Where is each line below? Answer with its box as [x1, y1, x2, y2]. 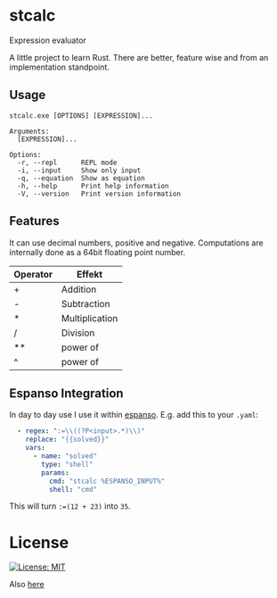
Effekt [77, 268, 103, 280]
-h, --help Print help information [17, 181, 169, 190]
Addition [61, 283, 97, 295]
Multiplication [61, 311, 118, 324]
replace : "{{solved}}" [25, 435, 110, 444]
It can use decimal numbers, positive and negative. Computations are [9, 237, 265, 248]
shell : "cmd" [48, 485, 98, 494]
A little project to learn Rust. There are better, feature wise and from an [9, 52, 269, 62]
